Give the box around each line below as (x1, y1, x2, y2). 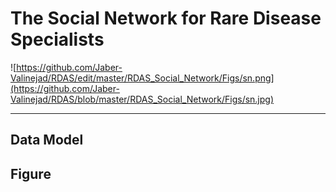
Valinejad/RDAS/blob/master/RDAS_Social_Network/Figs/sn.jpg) (10, 93, 275, 105)
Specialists (10, 28, 105, 51)
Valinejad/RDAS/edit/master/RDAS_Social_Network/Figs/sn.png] (10, 72, 275, 84)
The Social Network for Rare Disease (10, 7, 322, 30)
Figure (10, 165, 52, 182)
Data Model (10, 132, 84, 149)
